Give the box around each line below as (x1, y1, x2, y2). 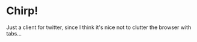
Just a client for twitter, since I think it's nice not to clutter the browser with (6, 24, 192, 31)
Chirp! (6, 4, 38, 18)
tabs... (6, 30, 22, 37)
